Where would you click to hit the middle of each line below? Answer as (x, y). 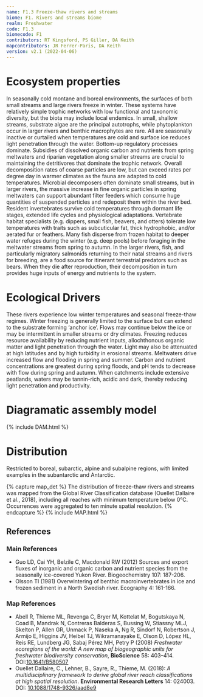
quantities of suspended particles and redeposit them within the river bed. (99, 202)
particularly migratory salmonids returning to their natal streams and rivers (99, 254)
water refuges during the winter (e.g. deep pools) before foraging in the (96, 240)
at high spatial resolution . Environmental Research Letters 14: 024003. (105, 681)
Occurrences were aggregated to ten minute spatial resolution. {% (89, 506)
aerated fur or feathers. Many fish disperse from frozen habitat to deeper (98, 234)
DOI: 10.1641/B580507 (42, 662)
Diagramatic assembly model (81, 410)
